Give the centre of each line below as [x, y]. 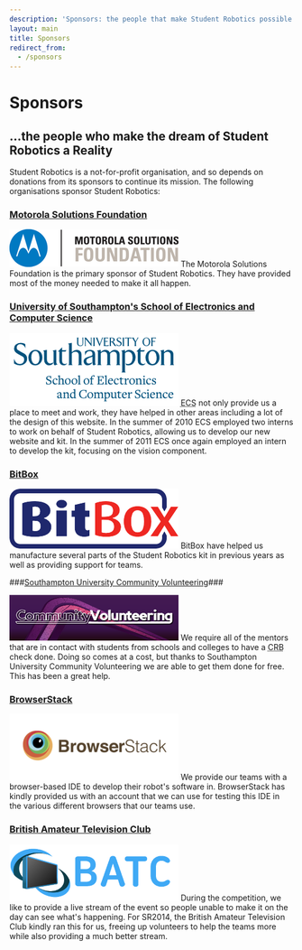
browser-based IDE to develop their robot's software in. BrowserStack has [147, 787]
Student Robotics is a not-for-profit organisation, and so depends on [137, 172]
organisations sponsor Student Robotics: [85, 191]
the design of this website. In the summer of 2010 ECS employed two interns [151, 422]
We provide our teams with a [233, 778]
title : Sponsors [40, 38]
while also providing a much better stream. [89, 936]
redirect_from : [38, 48]
